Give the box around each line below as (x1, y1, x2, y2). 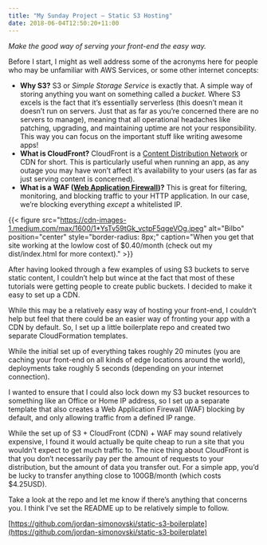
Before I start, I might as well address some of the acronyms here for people (8, 57, 258, 66)
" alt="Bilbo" (202, 223, 245, 233)
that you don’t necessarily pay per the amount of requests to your (8, 453, 224, 463)
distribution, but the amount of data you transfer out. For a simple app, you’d (8, 462, 259, 471)
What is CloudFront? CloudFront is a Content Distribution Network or (19, 149, 248, 158)
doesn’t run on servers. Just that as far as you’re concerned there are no (19, 105, 259, 116)
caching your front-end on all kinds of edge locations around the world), (8, 355, 245, 364)
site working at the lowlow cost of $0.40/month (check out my (8, 241, 213, 250)
